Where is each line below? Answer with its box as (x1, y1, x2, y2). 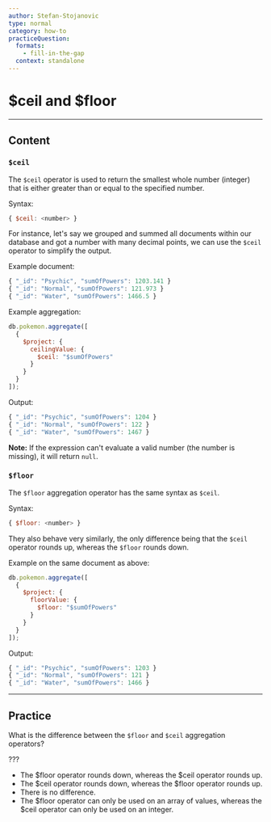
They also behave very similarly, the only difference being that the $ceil (8, 533, 248, 543)
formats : (15, 42, 45, 50)
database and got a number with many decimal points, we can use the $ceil (8, 238, 262, 247)
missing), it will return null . (8, 451, 98, 461)
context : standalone (15, 57, 85, 65)
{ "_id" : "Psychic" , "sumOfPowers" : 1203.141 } (8, 277, 172, 285)
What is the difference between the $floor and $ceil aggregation (8, 730, 226, 740)
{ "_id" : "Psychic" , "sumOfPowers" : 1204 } (8, 413, 157, 421)
